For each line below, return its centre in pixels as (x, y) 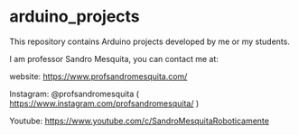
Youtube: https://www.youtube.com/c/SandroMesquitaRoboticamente (139, 121)
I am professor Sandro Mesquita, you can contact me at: (114, 58)
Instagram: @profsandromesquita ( (75, 94)
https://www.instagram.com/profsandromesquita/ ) (104, 103)
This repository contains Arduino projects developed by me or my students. (150, 41)
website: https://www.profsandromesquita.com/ (98, 76)
